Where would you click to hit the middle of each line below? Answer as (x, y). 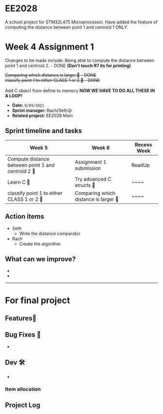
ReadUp (140, 165)
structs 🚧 (85, 185)
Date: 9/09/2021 (28, 105)
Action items (25, 217)
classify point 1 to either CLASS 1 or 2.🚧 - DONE (53, 80)
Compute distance (28, 159)
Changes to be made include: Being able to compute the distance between (80, 60)
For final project (38, 300)
